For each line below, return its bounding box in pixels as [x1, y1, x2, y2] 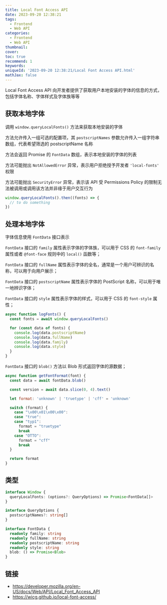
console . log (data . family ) [14, 339, 68, 344]
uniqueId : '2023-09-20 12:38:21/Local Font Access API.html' [5, 68, 135, 73]
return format [9, 456, 39, 461]
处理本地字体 [5, 219, 45, 228]
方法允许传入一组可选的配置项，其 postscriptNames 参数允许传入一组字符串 [5, 134, 160, 141]
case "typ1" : [14, 419, 41, 424]
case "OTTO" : [14, 433, 41, 438]
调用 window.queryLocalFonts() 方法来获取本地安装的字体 [5, 124, 123, 130]
